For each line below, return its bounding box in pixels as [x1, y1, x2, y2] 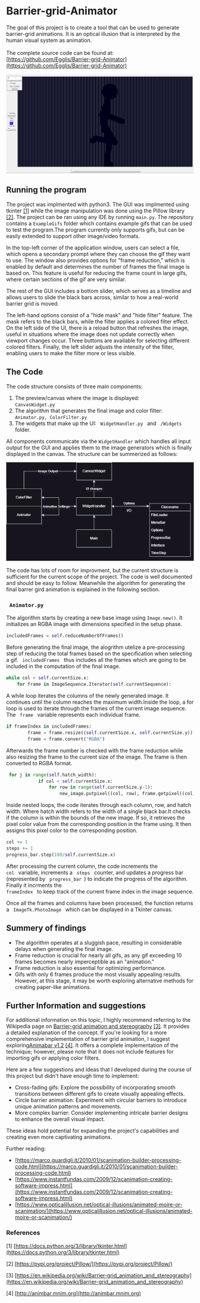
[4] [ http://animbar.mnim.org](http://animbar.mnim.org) [6, 1289, 141, 1296]
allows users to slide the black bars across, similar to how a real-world [6, 294, 179, 301]
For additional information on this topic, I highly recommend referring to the [6, 1016, 191, 1024]
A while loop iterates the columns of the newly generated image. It [6, 692, 169, 700]
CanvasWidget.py [14, 402, 55, 408]
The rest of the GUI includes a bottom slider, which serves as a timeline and [6, 287, 192, 294]
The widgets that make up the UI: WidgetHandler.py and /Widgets [14, 420, 182, 427]
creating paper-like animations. [14, 983, 92, 990]
